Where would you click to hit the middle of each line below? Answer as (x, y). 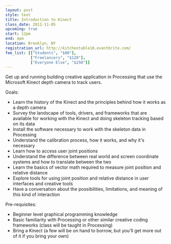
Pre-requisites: (21, 205)
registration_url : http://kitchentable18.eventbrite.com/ (68, 48)
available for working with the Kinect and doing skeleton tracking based (88, 119)
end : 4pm (15, 39)
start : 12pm (18, 34)
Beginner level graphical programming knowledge (65, 214)
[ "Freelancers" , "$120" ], (58, 58)
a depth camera (29, 107)
